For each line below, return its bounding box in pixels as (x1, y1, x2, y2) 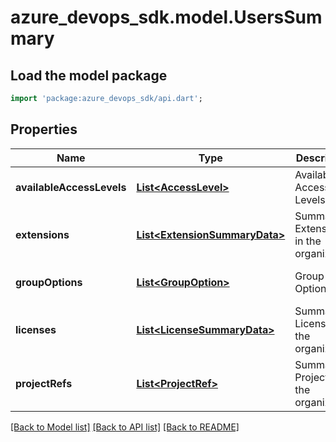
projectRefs (15, 376, 73, 390)
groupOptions (15, 275, 83, 289)
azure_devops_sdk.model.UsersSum (10, 6, 323, 29)
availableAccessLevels (15, 180, 127, 194)
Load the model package (10, 67, 168, 84)
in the (294, 234, 322, 248)
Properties (10, 121, 78, 138)
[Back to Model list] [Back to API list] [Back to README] (10, 421, 240, 433)
